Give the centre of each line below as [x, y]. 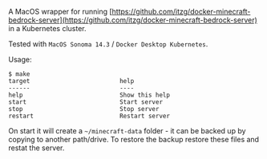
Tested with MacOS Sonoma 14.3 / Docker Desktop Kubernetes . [108, 44]
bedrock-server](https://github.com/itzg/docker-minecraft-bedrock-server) [133, 20]
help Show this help [89, 95]
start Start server [85, 102]
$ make [19, 74]
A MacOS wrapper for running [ [60, 12]
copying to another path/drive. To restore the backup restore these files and [133, 139]
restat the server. [36, 148]
